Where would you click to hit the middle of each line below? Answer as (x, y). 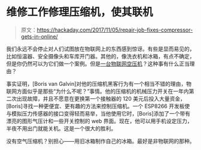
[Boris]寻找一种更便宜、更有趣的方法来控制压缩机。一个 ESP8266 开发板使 (98, 106)
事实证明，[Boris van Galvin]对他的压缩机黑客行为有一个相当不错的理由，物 (99, 83)
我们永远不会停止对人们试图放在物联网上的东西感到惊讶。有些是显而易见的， (100, 49)
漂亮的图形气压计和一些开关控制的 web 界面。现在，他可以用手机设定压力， (99, 121)
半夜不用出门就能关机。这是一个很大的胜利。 (61, 128)
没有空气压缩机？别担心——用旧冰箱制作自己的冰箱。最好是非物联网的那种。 (100, 141)
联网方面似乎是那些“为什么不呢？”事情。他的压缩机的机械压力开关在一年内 (98, 91)
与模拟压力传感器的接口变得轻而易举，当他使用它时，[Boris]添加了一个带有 (98, 113)
